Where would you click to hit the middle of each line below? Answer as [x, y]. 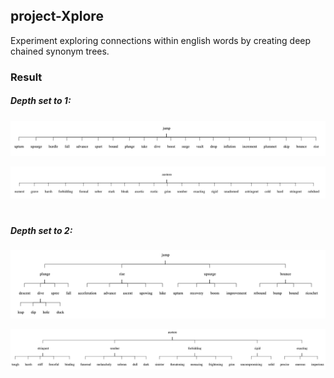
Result [26, 77]
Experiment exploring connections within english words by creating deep [161, 40]
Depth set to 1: [41, 101]
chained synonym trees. [60, 51]
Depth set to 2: [41, 230]
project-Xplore [57, 16]
